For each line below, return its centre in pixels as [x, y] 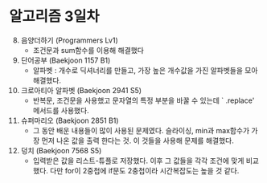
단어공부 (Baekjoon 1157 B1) [66, 60]
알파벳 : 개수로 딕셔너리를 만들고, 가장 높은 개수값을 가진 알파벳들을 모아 [145, 70]
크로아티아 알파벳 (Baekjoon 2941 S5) [81, 90]
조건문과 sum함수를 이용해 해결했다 [88, 50]
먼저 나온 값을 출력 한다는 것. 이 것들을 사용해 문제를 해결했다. [138, 140]
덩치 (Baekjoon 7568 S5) [61, 150]
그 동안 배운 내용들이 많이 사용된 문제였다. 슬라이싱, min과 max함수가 [141, 130]
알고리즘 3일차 [54, 16]
